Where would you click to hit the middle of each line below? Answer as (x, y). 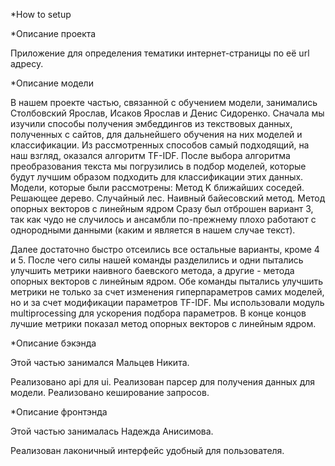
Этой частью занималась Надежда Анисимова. (112, 431)
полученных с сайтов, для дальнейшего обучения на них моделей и (156, 134)
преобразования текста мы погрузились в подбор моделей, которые (158, 166)
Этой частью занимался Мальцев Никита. (100, 362)
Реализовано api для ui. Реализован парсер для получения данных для (163, 382)
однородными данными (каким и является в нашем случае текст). (153, 230)
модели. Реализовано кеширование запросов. (110, 392)
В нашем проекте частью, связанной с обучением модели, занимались (164, 102)
